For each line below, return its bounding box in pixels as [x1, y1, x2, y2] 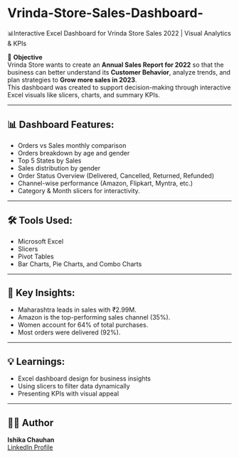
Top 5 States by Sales [17, 156, 82, 165]
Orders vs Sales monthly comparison [17, 141, 127, 150]
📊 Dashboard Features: [7, 119, 115, 131]
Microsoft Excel [17, 236, 64, 246]
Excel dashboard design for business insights [17, 374, 152, 383]
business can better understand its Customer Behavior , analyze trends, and [7, 67, 231, 76]
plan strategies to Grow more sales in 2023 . [7, 75, 137, 84]
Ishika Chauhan [7, 435, 55, 444]
